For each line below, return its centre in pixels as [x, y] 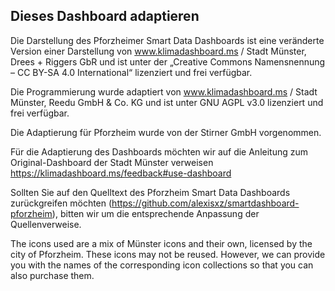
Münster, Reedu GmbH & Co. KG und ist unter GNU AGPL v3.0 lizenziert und [167, 102]
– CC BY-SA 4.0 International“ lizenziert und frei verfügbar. [131, 72]
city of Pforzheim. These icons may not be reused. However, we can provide [168, 254]
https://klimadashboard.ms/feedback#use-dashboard [121, 173]
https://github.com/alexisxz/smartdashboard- [205, 203]
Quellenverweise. [46, 224]
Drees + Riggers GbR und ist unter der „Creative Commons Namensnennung [168, 61]
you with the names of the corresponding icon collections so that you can [162, 265]
